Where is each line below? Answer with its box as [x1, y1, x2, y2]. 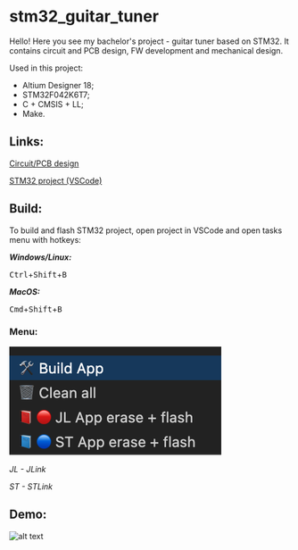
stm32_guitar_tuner [9, 6, 159, 27]
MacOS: [9, 286, 40, 296]
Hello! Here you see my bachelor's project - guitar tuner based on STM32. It [9, 36, 290, 46]
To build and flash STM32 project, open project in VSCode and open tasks [9, 225, 283, 236]
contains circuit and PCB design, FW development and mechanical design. [9, 45, 284, 55]
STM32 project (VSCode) [9, 175, 103, 186]
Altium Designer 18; [21, 79, 95, 90]
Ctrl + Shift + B [9, 269, 67, 279]
